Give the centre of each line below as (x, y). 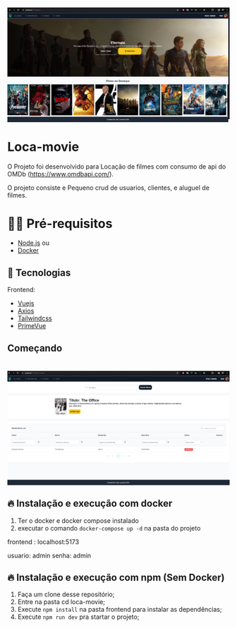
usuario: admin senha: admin (49, 555)
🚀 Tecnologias (39, 273)
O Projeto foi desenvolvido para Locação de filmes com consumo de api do (117, 167)
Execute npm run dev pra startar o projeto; (78, 617)
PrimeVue (32, 326)
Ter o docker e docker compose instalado (78, 520)
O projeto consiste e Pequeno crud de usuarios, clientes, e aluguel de (109, 188)
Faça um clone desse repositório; (66, 594)
